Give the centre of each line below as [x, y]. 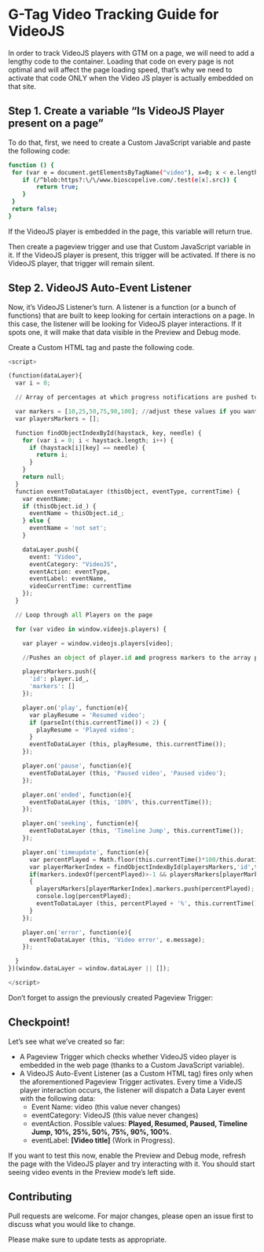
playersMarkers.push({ [59, 672]
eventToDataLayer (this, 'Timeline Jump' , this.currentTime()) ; [136, 831]
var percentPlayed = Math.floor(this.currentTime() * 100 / [124, 860]
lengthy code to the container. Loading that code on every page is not [121, 61]
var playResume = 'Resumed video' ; [87, 715]
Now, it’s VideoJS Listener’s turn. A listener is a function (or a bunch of [122, 307]
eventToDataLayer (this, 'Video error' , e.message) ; [117, 940]
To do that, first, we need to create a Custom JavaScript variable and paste [130, 142]
